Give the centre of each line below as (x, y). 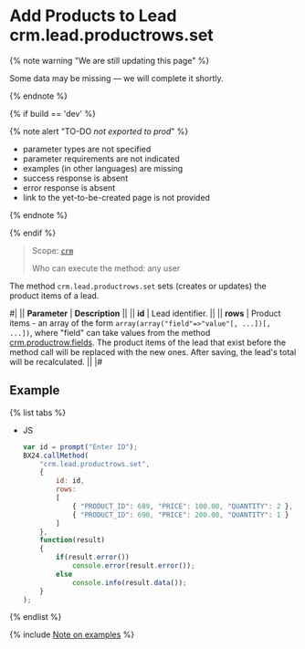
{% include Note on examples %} (72, 634)
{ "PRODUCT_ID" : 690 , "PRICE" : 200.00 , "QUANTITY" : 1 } (180, 515)
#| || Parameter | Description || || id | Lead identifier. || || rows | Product (145, 313)
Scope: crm (53, 250)
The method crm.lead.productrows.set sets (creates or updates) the (138, 286)
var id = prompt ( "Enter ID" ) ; (80, 447)
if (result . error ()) (93, 558)
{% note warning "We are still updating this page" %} (110, 60)
